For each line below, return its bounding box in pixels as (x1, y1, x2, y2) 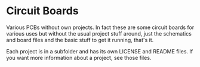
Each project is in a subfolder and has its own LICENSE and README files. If (6, 47, 193, 55)
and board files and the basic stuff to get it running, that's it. (6, 36, 154, 43)
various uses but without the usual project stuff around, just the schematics (6, 30, 192, 37)
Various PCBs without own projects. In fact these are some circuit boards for (6, 24, 195, 31)
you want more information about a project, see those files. (6, 54, 152, 61)
